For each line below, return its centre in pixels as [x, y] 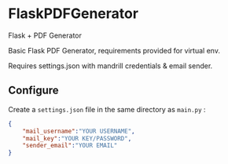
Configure [33, 91]
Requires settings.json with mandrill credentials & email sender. [110, 66]
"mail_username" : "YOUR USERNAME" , [79, 131]
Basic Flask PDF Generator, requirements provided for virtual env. [114, 50]
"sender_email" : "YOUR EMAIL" [70, 146]
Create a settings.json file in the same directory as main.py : [107, 109]
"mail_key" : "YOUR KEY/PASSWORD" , [77, 138]
